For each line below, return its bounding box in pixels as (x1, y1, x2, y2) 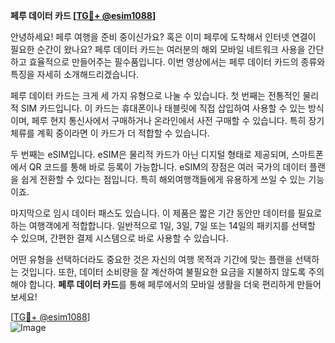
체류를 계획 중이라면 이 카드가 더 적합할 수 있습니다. (10, 127, 210, 139)
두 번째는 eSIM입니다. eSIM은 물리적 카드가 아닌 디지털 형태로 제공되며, (10, 149, 290, 160)
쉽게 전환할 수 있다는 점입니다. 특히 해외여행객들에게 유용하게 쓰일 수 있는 (20, 174, 307, 185)
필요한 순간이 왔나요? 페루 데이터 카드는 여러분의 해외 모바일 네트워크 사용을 (10, 44, 306, 55)
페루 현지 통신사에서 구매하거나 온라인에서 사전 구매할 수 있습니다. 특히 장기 (31, 115, 325, 126)
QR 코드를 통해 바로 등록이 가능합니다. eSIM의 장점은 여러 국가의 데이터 (28, 161, 308, 173)
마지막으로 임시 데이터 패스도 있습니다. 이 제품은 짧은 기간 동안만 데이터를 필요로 (10, 207, 323, 219)
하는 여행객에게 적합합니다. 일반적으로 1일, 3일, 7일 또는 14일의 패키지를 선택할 (10, 220, 316, 231)
